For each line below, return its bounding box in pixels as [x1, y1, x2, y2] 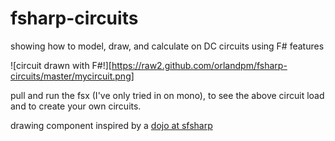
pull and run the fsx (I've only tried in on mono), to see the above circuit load [10, 89, 325, 101]
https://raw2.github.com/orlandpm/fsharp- [111, 59, 288, 71]
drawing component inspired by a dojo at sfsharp [10, 119, 213, 131]
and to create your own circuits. [10, 100, 142, 112]
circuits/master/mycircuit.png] [10, 70, 135, 82]
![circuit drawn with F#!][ [10, 59, 112, 71]
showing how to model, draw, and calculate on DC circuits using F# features [10, 40, 325, 52]
